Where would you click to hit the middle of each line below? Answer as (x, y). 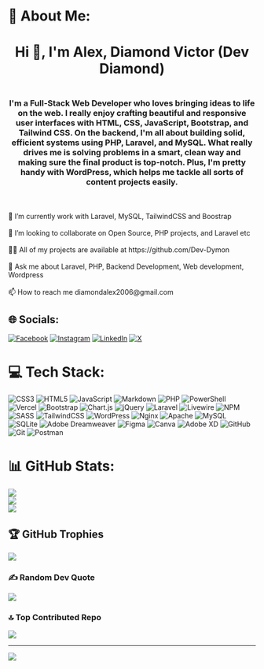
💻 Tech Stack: (57, 372)
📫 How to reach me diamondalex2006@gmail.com (91, 292)
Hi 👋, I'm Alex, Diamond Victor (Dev (132, 52)
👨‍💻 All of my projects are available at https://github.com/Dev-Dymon (119, 249)
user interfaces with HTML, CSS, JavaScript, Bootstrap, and (132, 123)
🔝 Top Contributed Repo (55, 618)
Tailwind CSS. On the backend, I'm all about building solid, (132, 133)
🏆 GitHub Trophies (56, 534)
